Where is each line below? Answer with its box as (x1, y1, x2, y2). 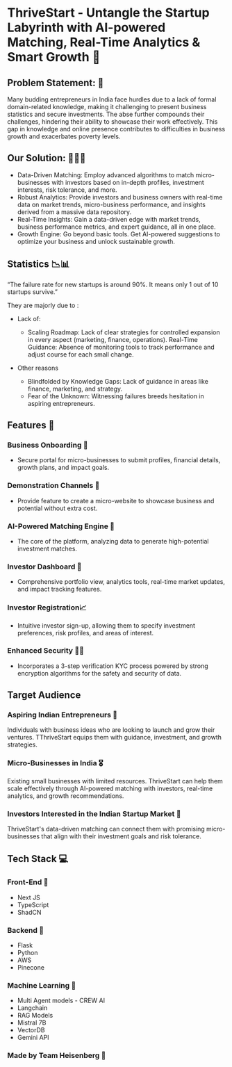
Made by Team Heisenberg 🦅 (7, 1051, 106, 1061)
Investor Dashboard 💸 (7, 562, 82, 571)
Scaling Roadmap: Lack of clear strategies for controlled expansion (27, 328, 220, 336)
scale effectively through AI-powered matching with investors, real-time (7, 784, 213, 792)
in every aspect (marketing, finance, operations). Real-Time (27, 335, 198, 343)
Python (17, 949, 38, 957)
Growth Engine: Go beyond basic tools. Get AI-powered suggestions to (17, 229, 220, 238)
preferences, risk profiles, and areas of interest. (17, 628, 154, 637)
